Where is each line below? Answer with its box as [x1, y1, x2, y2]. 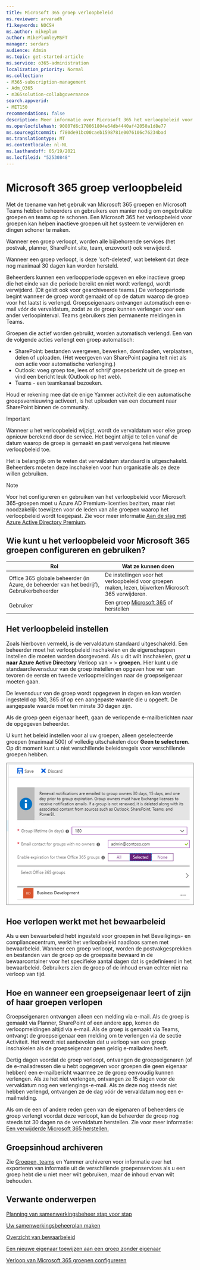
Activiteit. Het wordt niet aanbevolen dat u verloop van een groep [6, 1038, 167, 1045]
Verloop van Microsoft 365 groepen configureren [6, 1256, 127, 1263]
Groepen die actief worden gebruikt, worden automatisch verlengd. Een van [6, 329, 192, 337]
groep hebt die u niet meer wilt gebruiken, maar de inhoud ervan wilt [6, 1171, 174, 1178]
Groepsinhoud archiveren [6, 1142, 103, 1152]
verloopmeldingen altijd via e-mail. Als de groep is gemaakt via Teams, [6, 1026, 180, 1033]
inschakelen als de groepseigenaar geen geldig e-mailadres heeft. [6, 1045, 168, 1052]
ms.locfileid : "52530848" [6, 155, 70, 161]
